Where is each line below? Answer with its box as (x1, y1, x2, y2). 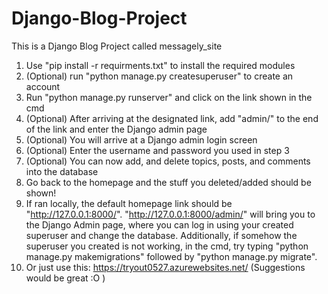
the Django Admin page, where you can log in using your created (25, 218, 294, 231)
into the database (25, 165, 99, 177)
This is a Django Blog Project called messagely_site (11, 40, 223, 52)
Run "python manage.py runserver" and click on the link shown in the (25, 91, 313, 103)
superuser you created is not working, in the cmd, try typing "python (25, 240, 309, 252)
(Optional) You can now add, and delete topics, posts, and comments (25, 155, 311, 167)
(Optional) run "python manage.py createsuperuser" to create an (25, 70, 294, 82)
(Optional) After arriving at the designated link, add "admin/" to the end (25, 112, 319, 124)
